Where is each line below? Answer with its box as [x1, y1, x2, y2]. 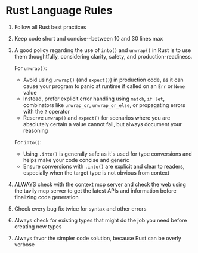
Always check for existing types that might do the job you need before [14, 217, 187, 224]
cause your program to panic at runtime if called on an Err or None [23, 82, 185, 90]
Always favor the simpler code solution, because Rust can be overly [14, 234, 181, 242]
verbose [14, 240, 35, 248]
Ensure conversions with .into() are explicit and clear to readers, [23, 163, 185, 170]
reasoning [23, 127, 48, 134]
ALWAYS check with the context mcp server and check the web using [14, 181, 186, 188]
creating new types [14, 222, 62, 230]
